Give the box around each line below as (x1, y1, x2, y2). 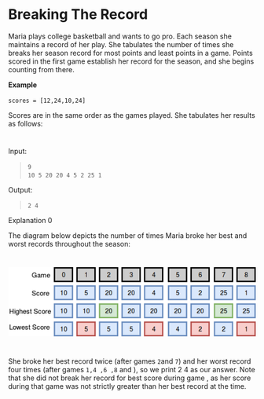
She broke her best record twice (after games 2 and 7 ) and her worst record (8, 356, 251, 366)
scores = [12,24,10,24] (8, 97, 86, 104)
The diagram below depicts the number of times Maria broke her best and (8, 231, 247, 240)
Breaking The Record (8, 5, 148, 24)
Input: (8, 147, 27, 156)
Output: (8, 185, 33, 195)
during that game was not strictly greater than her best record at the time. (8, 381, 247, 390)
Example (8, 80, 38, 90)
